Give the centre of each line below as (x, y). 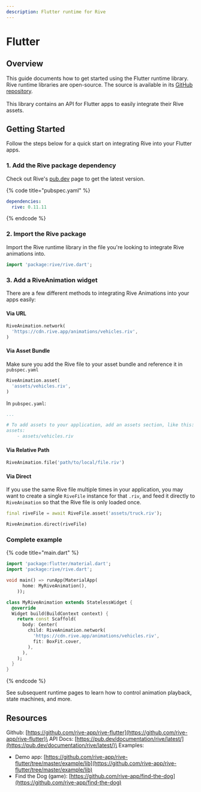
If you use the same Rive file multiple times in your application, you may (94, 490)
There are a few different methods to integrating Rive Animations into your (98, 293)
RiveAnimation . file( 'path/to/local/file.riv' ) (65, 463)
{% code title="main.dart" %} (43, 553)
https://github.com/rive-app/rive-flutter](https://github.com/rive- (107, 732)
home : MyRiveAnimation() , (54, 586)
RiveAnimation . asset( (33, 380)
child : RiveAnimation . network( (67, 630)
